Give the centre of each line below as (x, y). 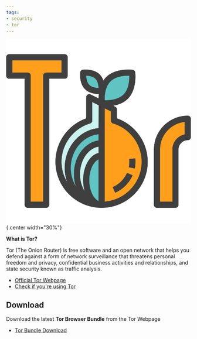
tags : (13, 12)
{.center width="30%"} (34, 228)
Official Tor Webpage (40, 280)
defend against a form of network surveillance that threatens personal (91, 256)
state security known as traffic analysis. (54, 269)
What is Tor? (22, 239)
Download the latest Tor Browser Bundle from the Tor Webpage (84, 319)
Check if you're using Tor (45, 286)
